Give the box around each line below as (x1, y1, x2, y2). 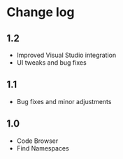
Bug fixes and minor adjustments (16, 97, 112, 106)
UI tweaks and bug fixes (16, 58, 87, 67)
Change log (6, 4, 75, 20)
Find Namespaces (16, 144, 69, 152)
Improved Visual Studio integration (16, 51, 117, 59)
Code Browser (16, 136, 59, 145)
